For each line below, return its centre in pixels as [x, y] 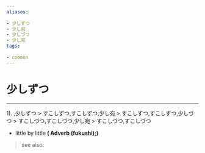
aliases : [17, 12]
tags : [13, 46]
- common [17, 57]
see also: [33, 144]
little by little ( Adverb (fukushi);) [57, 133]
